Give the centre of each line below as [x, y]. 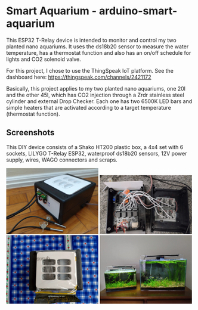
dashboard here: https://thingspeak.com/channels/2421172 [79, 77]
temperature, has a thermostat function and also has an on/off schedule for [99, 52]
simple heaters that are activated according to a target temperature [89, 107]
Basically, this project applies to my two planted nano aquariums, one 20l [96, 88]
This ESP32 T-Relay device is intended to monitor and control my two [92, 40]
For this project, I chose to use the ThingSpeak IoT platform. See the [90, 70]
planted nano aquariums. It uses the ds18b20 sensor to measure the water [98, 46]
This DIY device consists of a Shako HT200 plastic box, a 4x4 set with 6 [95, 147]
